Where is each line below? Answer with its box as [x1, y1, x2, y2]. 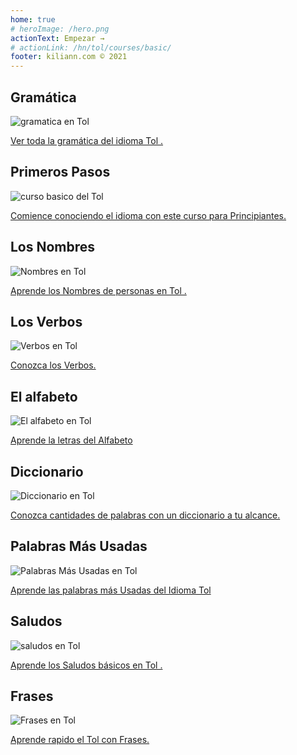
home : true [10, 14, 56, 25]
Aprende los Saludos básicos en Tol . [10, 659, 163, 671]
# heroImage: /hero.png [10, 24, 110, 34]
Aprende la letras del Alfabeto [10, 434, 133, 446]
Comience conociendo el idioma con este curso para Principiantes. [10, 209, 287, 221]
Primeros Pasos [10, 164, 111, 181]
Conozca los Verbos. [10, 359, 97, 371]
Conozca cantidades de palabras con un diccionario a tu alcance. [10, 509, 281, 521]
